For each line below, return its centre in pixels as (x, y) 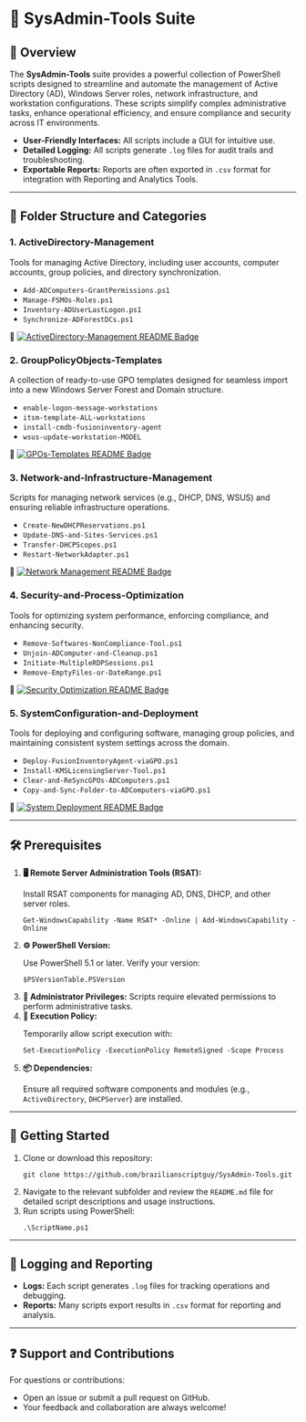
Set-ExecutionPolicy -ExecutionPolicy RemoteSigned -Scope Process (153, 1050)
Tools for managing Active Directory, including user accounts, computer (144, 262)
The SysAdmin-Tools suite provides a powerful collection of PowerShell (145, 74)
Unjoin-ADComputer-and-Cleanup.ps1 (90, 653)
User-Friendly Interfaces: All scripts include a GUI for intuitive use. (149, 140)
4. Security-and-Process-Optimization (97, 595)
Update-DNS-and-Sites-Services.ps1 (90, 536)
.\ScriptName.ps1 (56, 1228)
